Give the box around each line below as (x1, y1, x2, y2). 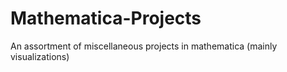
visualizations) (10, 50, 70, 62)
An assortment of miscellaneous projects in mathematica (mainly (10, 40, 278, 52)
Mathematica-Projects (10, 7, 202, 30)
